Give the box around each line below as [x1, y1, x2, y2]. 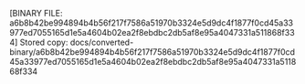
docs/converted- [69, 37, 134, 47]
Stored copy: [19, 37, 68, 47]
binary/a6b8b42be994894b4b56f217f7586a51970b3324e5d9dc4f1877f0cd [9, 47, 295, 58]
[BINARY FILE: [9, 8, 63, 18]
